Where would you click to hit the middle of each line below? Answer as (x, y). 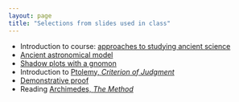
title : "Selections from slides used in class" (90, 23)
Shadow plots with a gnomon (68, 63)
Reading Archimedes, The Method (77, 88)
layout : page (30, 16)
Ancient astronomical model (66, 55)
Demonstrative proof (54, 80)
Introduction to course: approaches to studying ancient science (125, 46)
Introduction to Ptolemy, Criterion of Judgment (97, 71)
